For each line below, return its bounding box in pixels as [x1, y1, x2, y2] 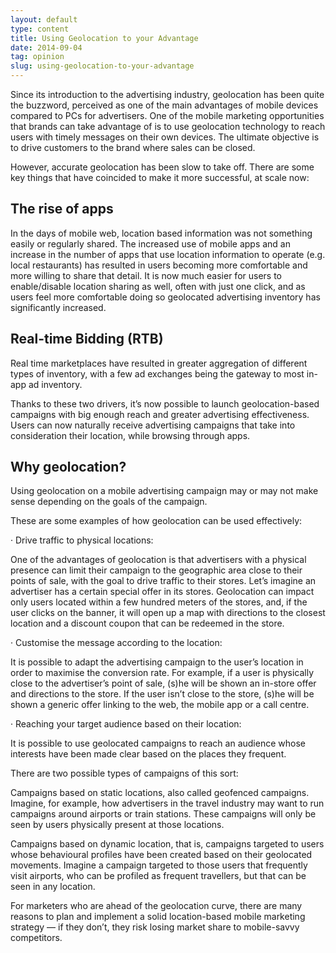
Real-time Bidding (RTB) [10, 331, 164, 348]
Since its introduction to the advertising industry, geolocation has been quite [10, 89, 325, 100]
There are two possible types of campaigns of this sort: [10, 767, 239, 780]
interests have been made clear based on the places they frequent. [10, 748, 287, 760]
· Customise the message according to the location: [10, 637, 223, 649]
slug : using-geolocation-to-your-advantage [10, 61, 195, 71]
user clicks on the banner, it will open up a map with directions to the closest [10, 607, 326, 619]
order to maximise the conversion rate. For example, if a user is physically [10, 667, 315, 679]
